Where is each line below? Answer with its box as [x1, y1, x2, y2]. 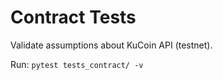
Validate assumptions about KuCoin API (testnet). [10, 39, 213, 51]
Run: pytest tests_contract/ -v [10, 58, 144, 70]
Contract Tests [10, 6, 137, 29]
